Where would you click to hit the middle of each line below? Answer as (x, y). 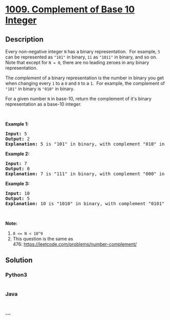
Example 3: (17, 184)
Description (24, 39)
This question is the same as (43, 239)
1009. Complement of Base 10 (70, 9)
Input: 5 (16, 134)
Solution (19, 260)
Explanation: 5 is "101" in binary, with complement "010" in (85, 144)
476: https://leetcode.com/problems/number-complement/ (75, 244)
